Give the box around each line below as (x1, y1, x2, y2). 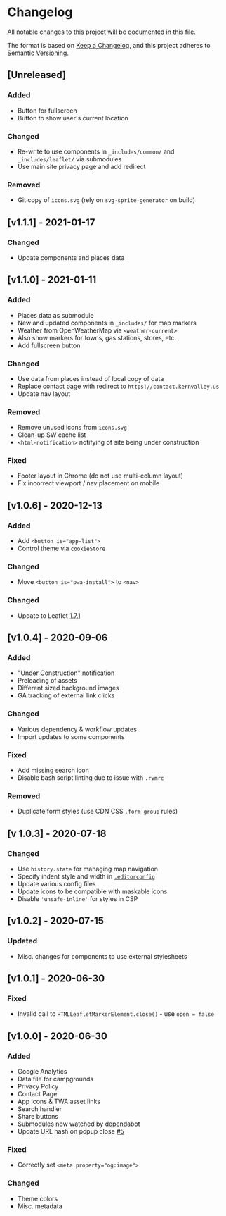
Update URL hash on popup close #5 (17, 1127, 125, 1136)
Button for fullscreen (17, 106, 77, 115)
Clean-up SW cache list (17, 430, 86, 439)
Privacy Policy (17, 1082, 59, 1091)
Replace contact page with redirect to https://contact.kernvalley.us (17, 382, 220, 390)
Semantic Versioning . (7, 49, 69, 57)
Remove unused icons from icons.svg (17, 423, 128, 432)
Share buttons (17, 1112, 58, 1121)
